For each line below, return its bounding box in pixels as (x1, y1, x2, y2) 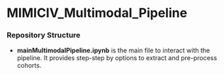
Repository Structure (6, 30, 81, 40)
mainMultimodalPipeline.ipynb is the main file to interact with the (16, 46, 211, 54)
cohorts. (16, 62, 42, 70)
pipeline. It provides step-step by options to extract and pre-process (16, 54, 218, 62)
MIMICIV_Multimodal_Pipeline (6, 5, 188, 21)
